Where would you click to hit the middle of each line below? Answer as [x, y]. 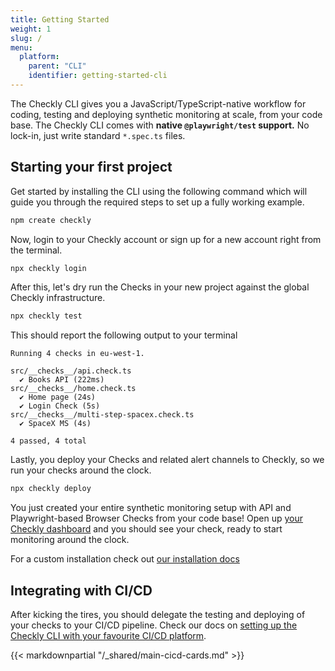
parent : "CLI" [57, 66]
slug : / [26, 38]
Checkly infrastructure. [58, 298]
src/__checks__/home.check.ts [73, 389]
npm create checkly [51, 220]
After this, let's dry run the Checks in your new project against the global [160, 287]
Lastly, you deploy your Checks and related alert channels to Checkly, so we [167, 460]
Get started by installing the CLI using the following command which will [159, 191]
